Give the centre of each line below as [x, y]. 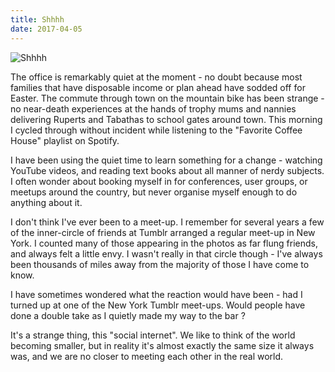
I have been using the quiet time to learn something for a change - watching [166, 160]
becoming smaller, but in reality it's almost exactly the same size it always [162, 345]
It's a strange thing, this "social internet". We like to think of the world [153, 335]
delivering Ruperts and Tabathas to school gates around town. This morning [166, 119]
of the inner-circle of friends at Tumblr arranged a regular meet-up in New [163, 232]
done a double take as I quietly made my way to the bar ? [128, 315]
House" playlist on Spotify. [65, 140]
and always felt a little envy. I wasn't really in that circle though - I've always [166, 253]
